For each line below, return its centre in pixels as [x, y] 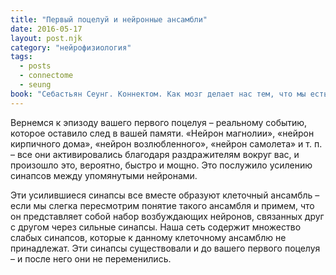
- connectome [46, 76]
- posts [35, 66]
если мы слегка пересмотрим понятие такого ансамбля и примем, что [162, 205]
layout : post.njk [46, 38]
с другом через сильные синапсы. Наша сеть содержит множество [156, 227]
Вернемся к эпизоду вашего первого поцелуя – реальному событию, [159, 122]
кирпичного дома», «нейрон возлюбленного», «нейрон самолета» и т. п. [166, 143]
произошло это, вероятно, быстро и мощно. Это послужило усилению [161, 165]
